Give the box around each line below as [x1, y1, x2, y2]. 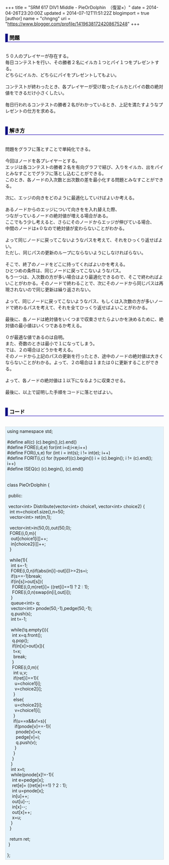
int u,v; [13, 670, 28, 676]
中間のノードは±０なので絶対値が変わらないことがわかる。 [5, 225, 127, 231]
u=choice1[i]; [14, 680, 42, 686]
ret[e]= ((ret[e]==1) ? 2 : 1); [12, 782, 67, 788]
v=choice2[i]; [14, 686, 42, 692]
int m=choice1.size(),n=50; [9, 508, 65, 515]
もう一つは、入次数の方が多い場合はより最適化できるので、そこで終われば [5, 274, 159, 280]
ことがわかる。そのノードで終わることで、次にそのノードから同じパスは [9, 280, 159, 286]
